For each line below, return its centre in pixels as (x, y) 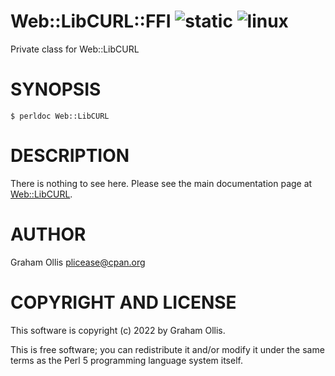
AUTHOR (48, 234)
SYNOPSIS (56, 89)
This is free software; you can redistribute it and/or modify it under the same (167, 349)
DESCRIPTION (70, 156)
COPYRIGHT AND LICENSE (123, 302)
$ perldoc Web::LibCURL (60, 116)
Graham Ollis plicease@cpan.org (78, 262)
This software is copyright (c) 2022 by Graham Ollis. (118, 330)
